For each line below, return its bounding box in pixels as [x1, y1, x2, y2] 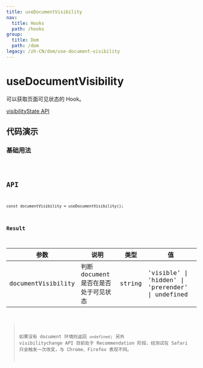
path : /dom [11, 43, 39, 49]
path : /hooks [11, 25, 45, 32]
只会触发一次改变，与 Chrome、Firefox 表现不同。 [19, 347, 132, 353]
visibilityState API [6, 107, 50, 115]
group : [6, 32, 23, 38]
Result [6, 225, 26, 232]
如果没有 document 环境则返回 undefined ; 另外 [19, 334, 125, 340]
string [120, 279, 142, 288]
